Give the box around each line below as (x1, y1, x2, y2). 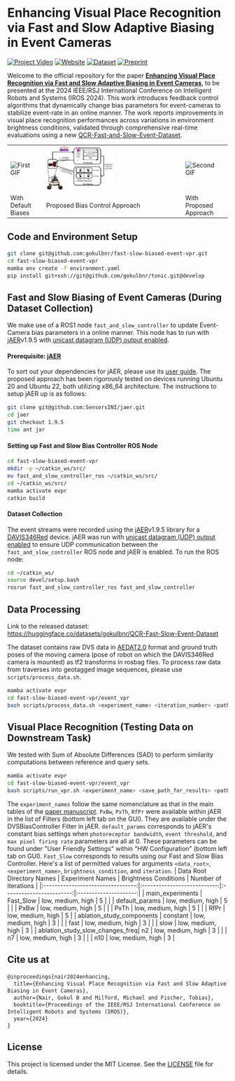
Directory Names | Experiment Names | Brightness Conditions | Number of (7, 874, 222, 882)
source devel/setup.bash (7, 577, 80, 584)
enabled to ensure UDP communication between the (7, 540, 159, 548)
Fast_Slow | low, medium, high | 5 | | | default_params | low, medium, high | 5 (7, 896, 228, 905)
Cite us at (7, 954, 50, 966)
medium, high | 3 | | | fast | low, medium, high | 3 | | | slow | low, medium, (7, 919, 217, 927)
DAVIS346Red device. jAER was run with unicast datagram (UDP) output (7, 533, 215, 541)
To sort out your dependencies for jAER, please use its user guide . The (7, 367, 211, 375)
